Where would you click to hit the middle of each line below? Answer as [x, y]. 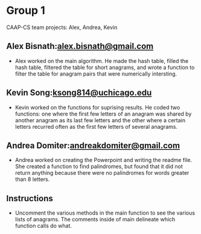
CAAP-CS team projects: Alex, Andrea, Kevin [62, 27]
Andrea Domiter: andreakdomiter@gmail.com [93, 145]
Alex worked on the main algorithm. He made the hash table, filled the [102, 60]
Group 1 [26, 11]
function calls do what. [43, 226]
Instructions [30, 198]
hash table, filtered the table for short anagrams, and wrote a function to [105, 67]
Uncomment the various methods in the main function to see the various [105, 213]
